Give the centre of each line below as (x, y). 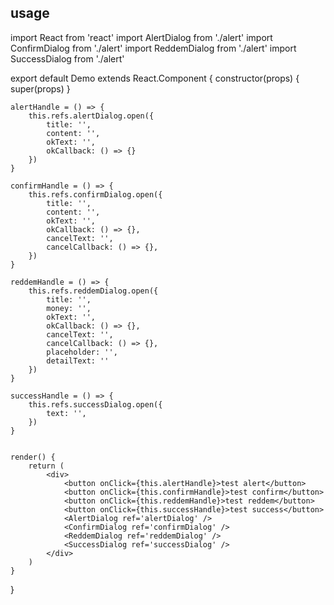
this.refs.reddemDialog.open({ (93, 291)
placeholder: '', (82, 352)
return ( (46, 466)
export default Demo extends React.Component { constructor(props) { (155, 78)
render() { (33, 457)
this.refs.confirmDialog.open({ (95, 194)
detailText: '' (78, 361)
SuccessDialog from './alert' (67, 58)
